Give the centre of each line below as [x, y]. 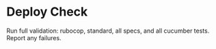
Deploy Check [47, 12]
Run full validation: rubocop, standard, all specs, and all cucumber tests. [108, 31]
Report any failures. [34, 37]
